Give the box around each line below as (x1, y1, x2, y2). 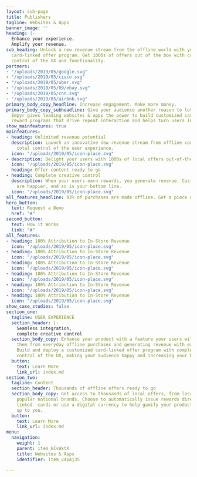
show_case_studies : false (6, 304, 69, 310)
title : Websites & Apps (16, 451, 75, 457)
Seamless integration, (16, 325, 72, 331)
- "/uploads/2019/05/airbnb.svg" (6, 96, 88, 102)
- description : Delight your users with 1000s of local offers (6, 156, 164, 162)
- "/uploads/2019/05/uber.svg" (6, 80, 83, 86)
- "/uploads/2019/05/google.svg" (6, 69, 88, 75)
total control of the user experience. (16, 145, 114, 151)
